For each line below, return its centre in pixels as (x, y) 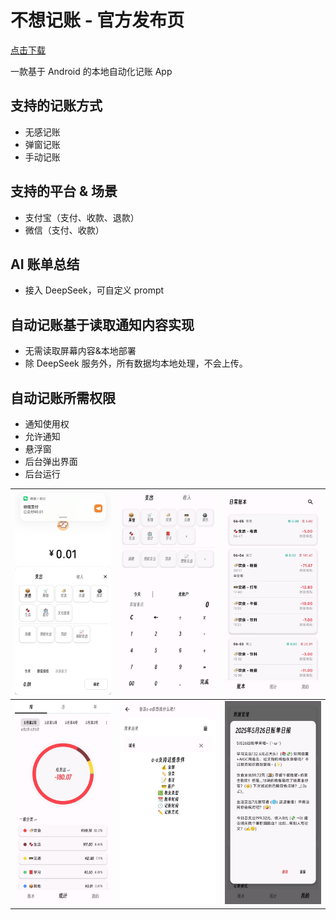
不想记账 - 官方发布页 (97, 20)
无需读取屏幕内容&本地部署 (80, 351)
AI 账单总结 (45, 264)
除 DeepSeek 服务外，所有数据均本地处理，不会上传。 (136, 363)
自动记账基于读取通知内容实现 (102, 324)
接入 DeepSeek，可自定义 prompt (94, 290)
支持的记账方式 (56, 106)
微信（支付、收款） (64, 230)
